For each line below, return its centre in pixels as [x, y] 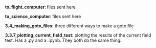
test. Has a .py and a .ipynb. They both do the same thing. [63, 40]
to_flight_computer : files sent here [40, 7]
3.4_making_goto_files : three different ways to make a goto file [69, 26]
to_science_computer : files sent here [43, 16]
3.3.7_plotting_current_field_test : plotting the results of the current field [78, 35]
